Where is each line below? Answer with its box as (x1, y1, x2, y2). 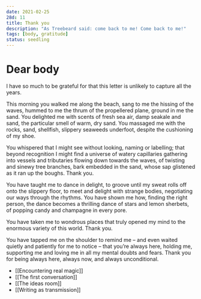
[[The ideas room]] (14, 280, 62, 287)
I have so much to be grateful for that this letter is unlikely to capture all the (6, 82, 192, 89)
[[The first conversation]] (14, 273, 77, 280)
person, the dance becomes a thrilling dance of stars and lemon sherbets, (6, 200, 189, 207)
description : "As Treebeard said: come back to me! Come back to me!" (6, 25, 187, 32)
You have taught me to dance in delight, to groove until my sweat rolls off (6, 181, 187, 188)
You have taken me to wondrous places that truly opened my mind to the (6, 218, 186, 225)
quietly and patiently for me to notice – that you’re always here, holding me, (6, 243, 193, 250)
